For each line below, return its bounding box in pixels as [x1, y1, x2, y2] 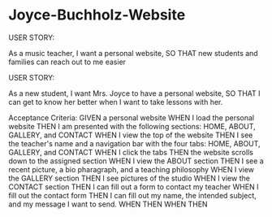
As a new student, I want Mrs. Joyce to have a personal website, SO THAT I [8, 88, 261, 98]
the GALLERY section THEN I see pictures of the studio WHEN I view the [8, 173, 250, 183]
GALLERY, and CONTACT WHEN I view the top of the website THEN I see [8, 130, 253, 140]
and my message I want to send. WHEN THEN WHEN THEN [8, 199, 209, 209]
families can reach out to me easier [8, 57, 127, 67]
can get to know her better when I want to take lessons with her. [8, 97, 223, 106]
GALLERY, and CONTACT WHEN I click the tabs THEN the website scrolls [8, 147, 254, 157]
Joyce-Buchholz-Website [8, 6, 186, 24]
